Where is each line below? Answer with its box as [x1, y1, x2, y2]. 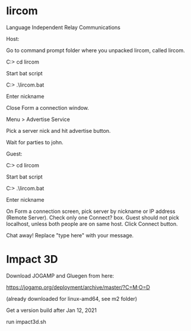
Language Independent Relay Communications [6, 24, 120, 31]
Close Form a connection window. [6, 104, 90, 111]
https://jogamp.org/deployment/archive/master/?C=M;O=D [6, 284, 150, 291]
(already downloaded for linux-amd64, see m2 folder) [6, 295, 138, 302]
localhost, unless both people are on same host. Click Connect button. [6, 220, 178, 227]
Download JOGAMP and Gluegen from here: [6, 272, 114, 279]
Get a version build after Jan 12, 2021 [6, 307, 97, 314]
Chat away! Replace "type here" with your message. [6, 231, 134, 238]
